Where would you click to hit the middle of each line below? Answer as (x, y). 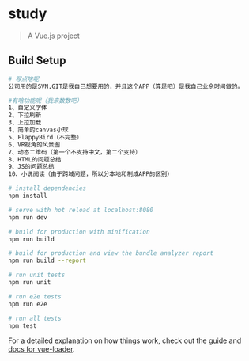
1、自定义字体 (28, 108)
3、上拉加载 (25, 123)
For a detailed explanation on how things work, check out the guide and (125, 340)
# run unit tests (37, 275)
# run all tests (35, 318)
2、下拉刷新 (25, 116)
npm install (28, 196)
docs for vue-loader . (41, 349)
